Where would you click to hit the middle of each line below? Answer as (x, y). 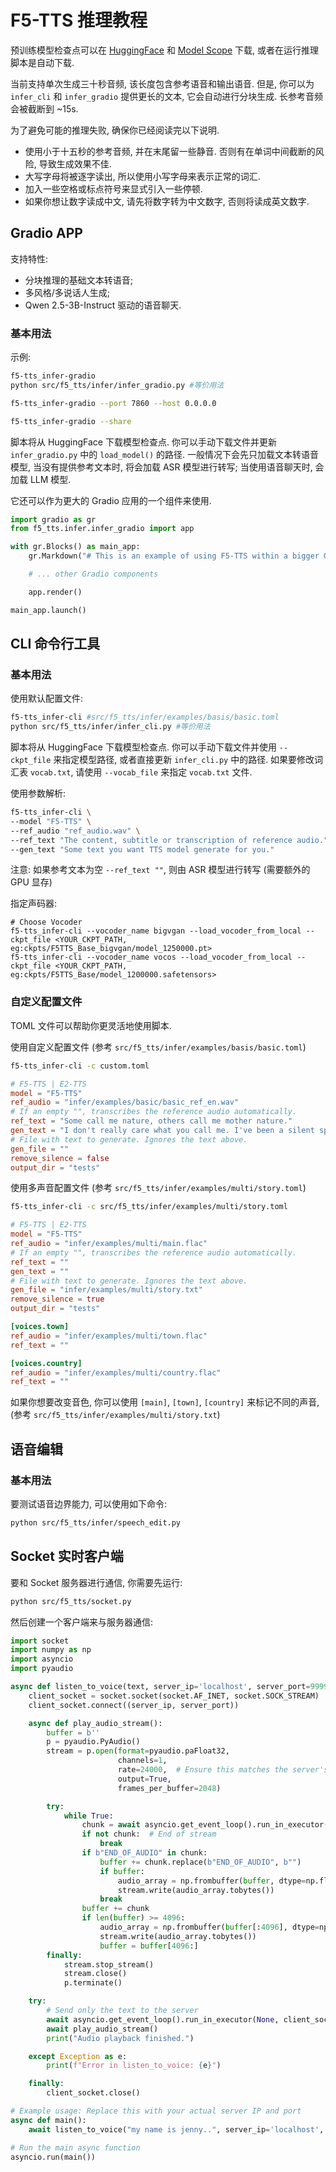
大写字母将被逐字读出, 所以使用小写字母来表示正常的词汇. (142, 176)
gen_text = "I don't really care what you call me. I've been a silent (162, 1131)
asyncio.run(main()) (53, 2157)
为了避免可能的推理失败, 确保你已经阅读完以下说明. (115, 130)
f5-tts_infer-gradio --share (71, 421)
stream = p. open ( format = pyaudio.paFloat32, (138, 1751)
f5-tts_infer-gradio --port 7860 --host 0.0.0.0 (113, 403)
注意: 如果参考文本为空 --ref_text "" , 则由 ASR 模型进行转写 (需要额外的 (160, 870)
